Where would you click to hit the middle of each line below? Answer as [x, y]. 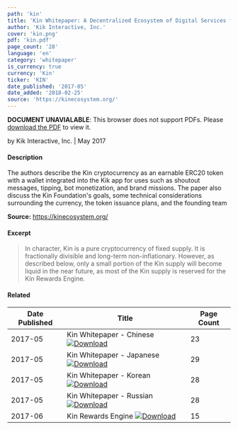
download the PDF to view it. [49, 127]
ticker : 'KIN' [28, 80]
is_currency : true [34, 67]
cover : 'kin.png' [33, 34]
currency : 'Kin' [31, 73]
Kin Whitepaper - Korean [109, 375]
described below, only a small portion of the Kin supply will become [123, 264]
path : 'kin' [25, 14]
